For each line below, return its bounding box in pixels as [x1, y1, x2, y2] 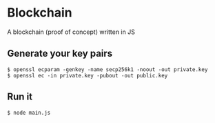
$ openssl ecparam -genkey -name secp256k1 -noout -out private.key [7, 66, 208, 73]
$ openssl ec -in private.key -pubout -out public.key [7, 72, 168, 79]
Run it [7, 91, 33, 103]
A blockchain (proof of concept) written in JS [7, 28, 136, 36]
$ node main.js [7, 109, 51, 116]
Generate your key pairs [7, 48, 113, 59]
